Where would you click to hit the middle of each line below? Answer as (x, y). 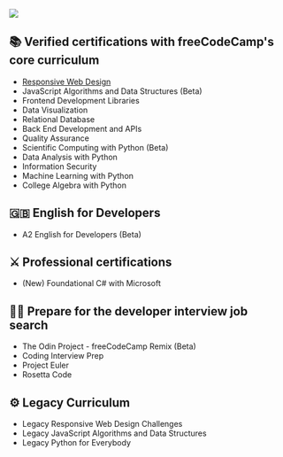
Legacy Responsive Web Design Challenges (102, 424)
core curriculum (54, 61)
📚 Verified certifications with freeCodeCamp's (141, 42)
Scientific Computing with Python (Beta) (95, 147)
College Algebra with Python (74, 185)
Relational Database (58, 119)
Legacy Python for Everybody (76, 443)
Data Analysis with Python (69, 157)
